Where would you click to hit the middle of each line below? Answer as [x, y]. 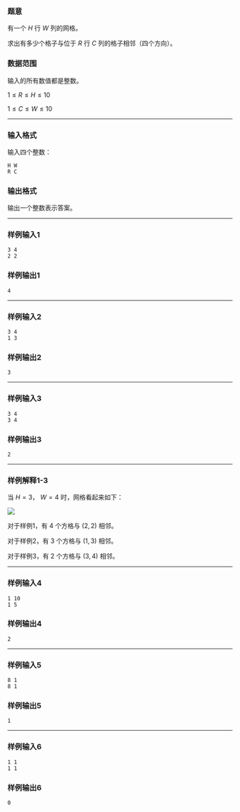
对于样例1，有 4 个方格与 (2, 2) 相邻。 [62, 526]
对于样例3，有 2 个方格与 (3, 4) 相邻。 [63, 556]
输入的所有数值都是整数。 [45, 81]
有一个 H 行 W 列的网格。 [45, 28]
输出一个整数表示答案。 [42, 208]
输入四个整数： [29, 152]
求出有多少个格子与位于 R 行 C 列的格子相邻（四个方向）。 [92, 44]
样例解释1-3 [28, 480]
